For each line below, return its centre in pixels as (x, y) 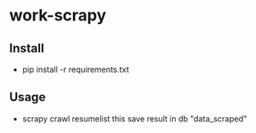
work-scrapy (58, 16)
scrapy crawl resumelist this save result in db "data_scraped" (135, 118)
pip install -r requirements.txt (75, 69)
